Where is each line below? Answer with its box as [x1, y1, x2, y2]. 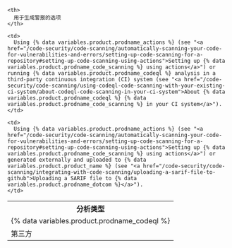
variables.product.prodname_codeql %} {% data [7, 95, 147, 102]
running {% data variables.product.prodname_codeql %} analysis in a [7, 70, 216, 77]
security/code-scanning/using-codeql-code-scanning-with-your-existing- [7, 82, 226, 89]
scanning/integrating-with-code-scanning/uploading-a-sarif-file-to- [7, 169, 216, 176]
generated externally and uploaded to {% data [7, 156, 147, 163]
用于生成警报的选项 [13, 14, 61, 21]
